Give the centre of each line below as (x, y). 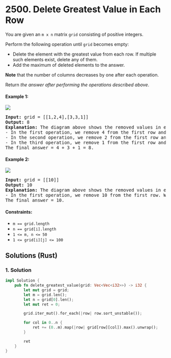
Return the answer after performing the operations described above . (77, 85)
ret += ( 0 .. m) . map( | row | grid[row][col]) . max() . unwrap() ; (95, 327)
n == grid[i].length (34, 229)
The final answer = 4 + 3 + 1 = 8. (50, 148)
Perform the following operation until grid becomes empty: (67, 44)
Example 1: (17, 96)
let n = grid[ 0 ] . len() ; (49, 299)
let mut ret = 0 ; (42, 304)
